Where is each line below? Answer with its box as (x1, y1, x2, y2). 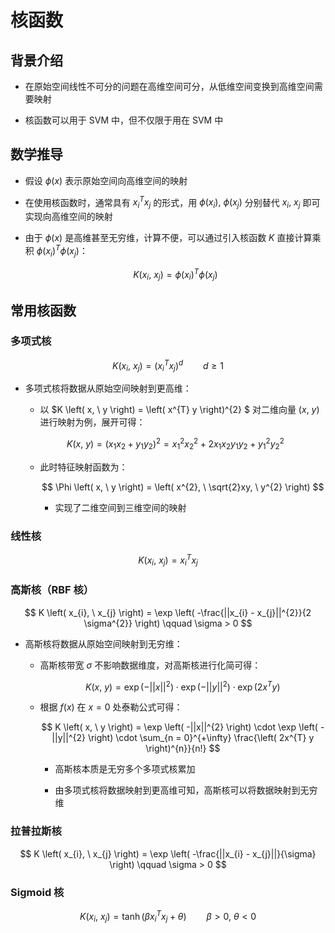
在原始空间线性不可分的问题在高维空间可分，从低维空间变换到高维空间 (24, 81, 315, 92)
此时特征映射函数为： (39, 461, 128, 473)
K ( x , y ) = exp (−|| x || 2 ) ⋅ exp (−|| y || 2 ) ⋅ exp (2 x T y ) (84, 679, 281, 693)
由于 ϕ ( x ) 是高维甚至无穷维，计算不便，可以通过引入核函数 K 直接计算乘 (24, 232, 322, 244)
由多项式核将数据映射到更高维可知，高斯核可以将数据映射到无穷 (54, 784, 318, 796)
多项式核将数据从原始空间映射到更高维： (24, 382, 192, 395)
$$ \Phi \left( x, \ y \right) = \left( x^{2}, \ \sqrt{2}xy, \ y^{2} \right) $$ (41, 481, 325, 493)
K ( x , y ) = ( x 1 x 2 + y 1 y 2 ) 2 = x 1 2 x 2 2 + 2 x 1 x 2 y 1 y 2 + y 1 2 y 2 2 (66, 436, 285, 452)
